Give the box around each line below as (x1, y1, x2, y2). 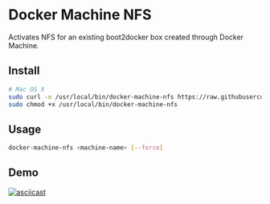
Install (8, 64, 40, 78)
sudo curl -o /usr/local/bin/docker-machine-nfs (8, 92, 174, 101)
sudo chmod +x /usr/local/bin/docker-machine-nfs (8, 100, 178, 108)
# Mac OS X (8, 85, 45, 93)
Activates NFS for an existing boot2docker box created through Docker (8, 32, 243, 42)
